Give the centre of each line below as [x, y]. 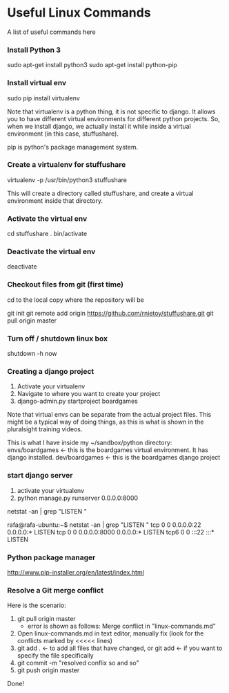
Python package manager [51, 557]
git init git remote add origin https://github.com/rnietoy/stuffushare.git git [110, 313]
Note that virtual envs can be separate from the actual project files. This [109, 415]
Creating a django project [51, 371]
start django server [40, 476]
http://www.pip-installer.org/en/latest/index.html [76, 572]
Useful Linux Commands [79, 13]
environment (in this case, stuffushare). [63, 134]
